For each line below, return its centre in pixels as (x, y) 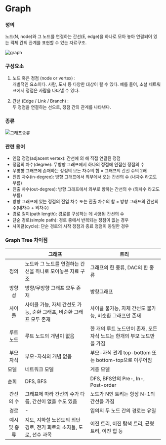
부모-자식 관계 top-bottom (120, 352)
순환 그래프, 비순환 (52, 312)
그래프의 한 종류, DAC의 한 (119, 267)
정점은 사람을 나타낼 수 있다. (53, 90)
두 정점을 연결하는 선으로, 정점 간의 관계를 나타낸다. (62, 107)
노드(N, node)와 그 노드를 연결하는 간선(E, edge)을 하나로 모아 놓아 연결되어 (79, 37)
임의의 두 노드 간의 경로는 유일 (123, 410)
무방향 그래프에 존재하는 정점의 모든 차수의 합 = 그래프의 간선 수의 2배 (80, 171)
